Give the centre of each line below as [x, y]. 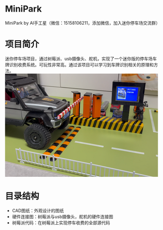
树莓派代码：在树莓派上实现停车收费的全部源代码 [61, 222]
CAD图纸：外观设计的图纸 [38, 210]
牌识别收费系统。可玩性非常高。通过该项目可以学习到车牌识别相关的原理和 [79, 64]
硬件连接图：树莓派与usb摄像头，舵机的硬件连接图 [63, 216]
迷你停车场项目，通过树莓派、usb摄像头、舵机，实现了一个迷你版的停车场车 [81, 59]
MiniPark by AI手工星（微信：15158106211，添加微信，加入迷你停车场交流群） [82, 23]
